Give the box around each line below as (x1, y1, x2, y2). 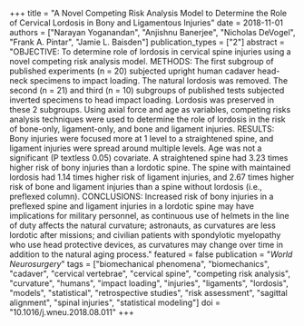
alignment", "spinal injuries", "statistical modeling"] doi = (9, 297, 221, 308)
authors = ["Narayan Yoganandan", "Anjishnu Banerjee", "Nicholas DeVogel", (9, 27, 296, 37)
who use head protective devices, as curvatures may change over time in (9, 240, 284, 250)
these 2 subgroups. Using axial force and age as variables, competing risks (9, 104, 291, 114)
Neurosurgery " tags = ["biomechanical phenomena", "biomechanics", (9, 259, 270, 269)
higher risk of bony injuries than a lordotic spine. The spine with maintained (9, 163, 291, 173)
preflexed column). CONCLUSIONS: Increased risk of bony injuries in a (9, 191, 274, 202)
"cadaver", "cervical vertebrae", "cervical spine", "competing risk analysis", (9, 268, 290, 279)
